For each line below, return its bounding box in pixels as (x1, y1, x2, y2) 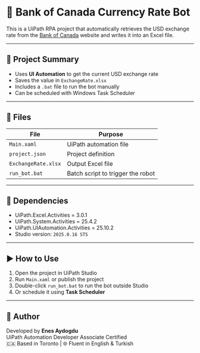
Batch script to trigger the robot (67, 169, 155, 177)
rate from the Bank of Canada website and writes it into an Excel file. (6, 31, 174, 38)
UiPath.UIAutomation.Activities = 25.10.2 (14, 224, 114, 232)
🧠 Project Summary (6, 54, 79, 65)
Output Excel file (67, 159, 113, 168)
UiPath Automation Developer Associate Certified (6, 334, 127, 340)
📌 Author (6, 311, 40, 321)
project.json (9, 151, 46, 157)
